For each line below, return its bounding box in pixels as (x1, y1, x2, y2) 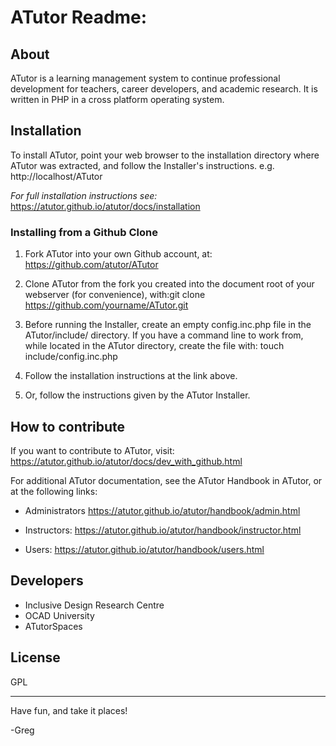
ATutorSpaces (24, 620, 83, 632)
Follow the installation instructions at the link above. (24, 370, 238, 382)
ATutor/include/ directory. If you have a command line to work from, (24, 329, 304, 341)
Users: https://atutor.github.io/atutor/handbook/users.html (24, 543, 265, 555)
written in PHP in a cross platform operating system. (10, 94, 225, 105)
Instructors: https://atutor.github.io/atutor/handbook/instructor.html (24, 524, 302, 536)
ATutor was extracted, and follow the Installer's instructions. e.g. (10, 159, 275, 171)
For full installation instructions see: (10, 189, 158, 201)
